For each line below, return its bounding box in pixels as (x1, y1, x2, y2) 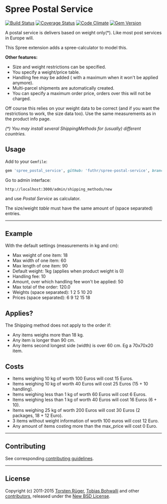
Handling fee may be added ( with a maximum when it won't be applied (12, 74, 158, 80)
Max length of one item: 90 (12, 263, 68, 269)
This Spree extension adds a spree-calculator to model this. (5, 44, 128, 50)
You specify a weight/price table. (12, 69, 81, 75)
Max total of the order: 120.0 (12, 284, 71, 290)
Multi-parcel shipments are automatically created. (12, 85, 115, 91)
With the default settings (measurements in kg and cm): (5, 243, 119, 249)
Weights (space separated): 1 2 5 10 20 (12, 289, 92, 295)
